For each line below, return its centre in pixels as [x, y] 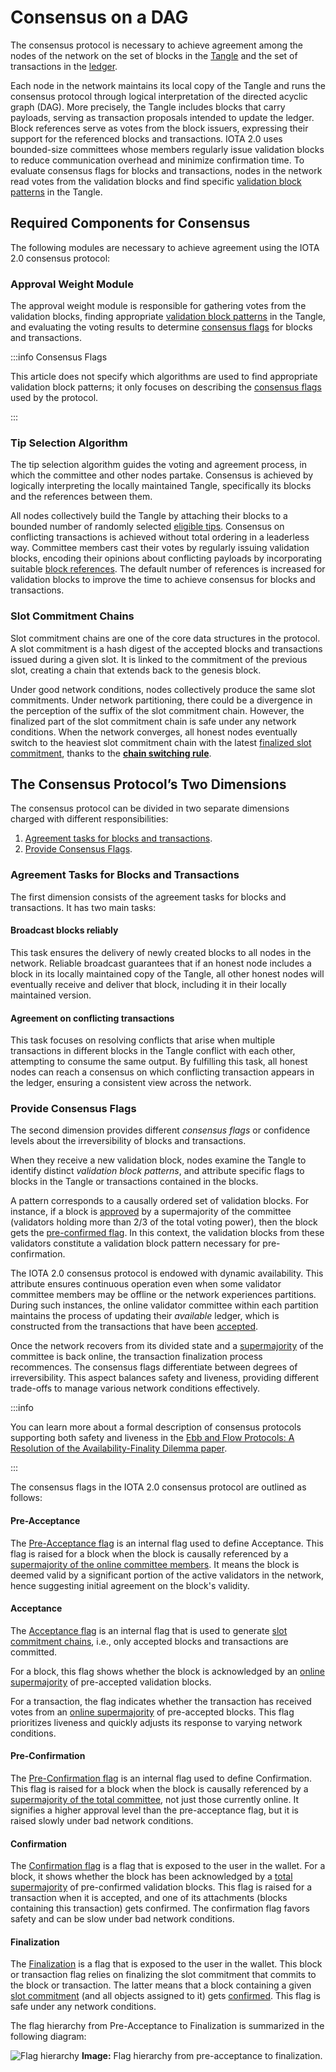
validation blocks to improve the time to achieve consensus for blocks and [163, 580]
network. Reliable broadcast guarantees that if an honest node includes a [161, 963]
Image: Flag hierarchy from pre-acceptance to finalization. [202, 2056]
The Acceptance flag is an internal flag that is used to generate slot [149, 1630]
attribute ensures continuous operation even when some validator [146, 1284]
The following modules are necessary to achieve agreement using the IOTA [165, 247]
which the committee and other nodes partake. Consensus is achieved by [162, 475]
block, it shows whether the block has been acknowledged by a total [151, 1877]
